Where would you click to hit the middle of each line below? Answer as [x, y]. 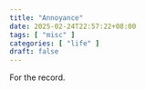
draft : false [34, 52]
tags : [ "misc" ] [42, 35]
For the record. [37, 77]
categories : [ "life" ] [55, 43]
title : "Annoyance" [47, 18]
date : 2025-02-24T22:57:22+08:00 [73, 26]
